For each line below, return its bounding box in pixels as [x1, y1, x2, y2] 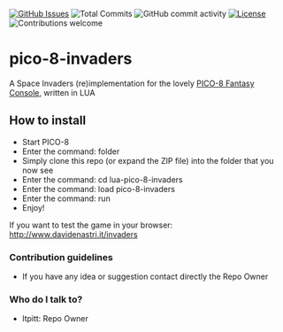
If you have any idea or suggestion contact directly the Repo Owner [21, 271, 269, 282]
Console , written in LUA [9, 87, 96, 97]
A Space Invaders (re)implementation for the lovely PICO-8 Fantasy [9, 78, 255, 89]
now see [21, 165, 54, 175]
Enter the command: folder [21, 146, 120, 157]
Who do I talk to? [9, 293, 83, 305]
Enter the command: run [21, 193, 111, 204]
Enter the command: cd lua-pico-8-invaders [21, 174, 183, 185]
